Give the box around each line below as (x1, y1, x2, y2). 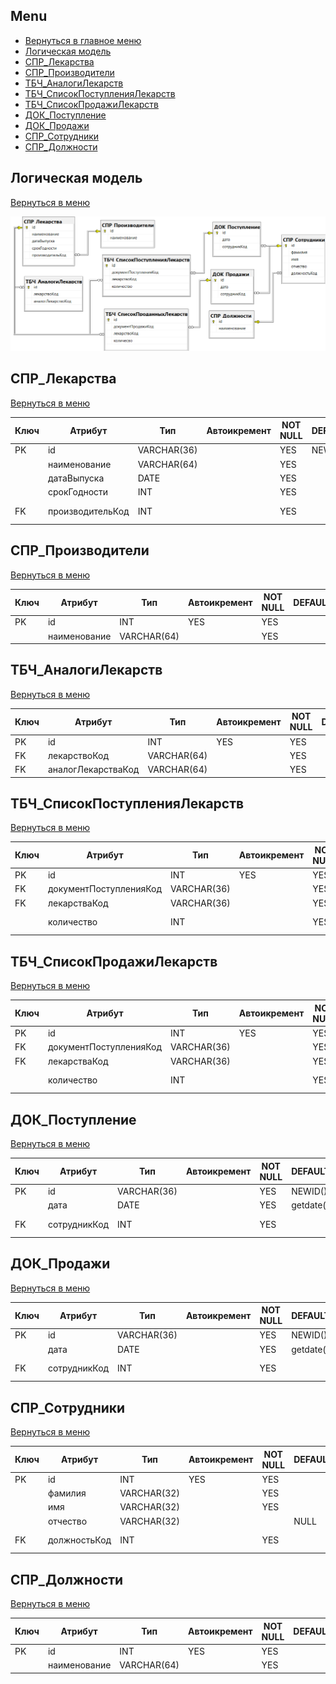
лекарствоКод (47, 749, 110, 761)
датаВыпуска (47, 472, 105, 484)
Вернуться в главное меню (24, 34, 142, 46)
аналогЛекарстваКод (47, 764, 140, 776)
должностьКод (47, 1534, 112, 1546)
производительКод (47, 505, 130, 517)
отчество (47, 1515, 88, 1527)
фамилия (47, 1487, 87, 1499)
